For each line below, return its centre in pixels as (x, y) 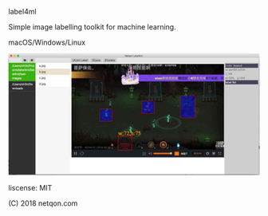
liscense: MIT (30, 188)
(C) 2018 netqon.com (43, 203)
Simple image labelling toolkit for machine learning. (93, 27)
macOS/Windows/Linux (47, 42)
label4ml (23, 12)
